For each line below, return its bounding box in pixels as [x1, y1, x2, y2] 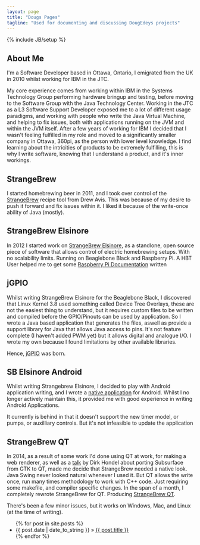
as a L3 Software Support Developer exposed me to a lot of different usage [7, 106, 191, 113]
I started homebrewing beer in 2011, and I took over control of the [7, 190, 167, 197]
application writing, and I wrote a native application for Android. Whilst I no [7, 389, 190, 396]
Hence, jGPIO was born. [7, 350, 66, 357]
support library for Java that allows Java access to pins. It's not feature [7, 325, 182, 332]
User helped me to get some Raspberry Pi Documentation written [7, 260, 167, 268]
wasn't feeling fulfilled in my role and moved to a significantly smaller [7, 132, 176, 139]
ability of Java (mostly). [7, 209, 65, 216]
